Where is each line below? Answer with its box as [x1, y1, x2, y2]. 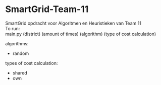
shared [12, 69, 28, 76]
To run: [5, 25, 20, 31]
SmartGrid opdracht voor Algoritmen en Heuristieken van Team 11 [5, 20, 141, 26]
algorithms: [5, 40, 29, 46]
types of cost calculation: [5, 60, 58, 66]
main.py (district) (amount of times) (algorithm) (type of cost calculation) [5, 31, 156, 37]
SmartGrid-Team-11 [5, 4, 89, 15]
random [12, 50, 29, 56]
